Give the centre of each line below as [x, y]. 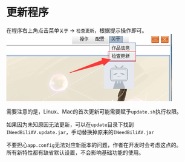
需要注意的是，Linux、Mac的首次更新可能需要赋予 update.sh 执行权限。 [94, 111]
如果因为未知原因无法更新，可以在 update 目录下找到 [70, 124]
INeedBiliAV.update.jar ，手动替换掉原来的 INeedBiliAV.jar [80, 132]
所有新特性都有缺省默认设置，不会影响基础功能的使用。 [75, 152]
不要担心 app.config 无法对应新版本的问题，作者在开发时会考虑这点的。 [94, 145]
